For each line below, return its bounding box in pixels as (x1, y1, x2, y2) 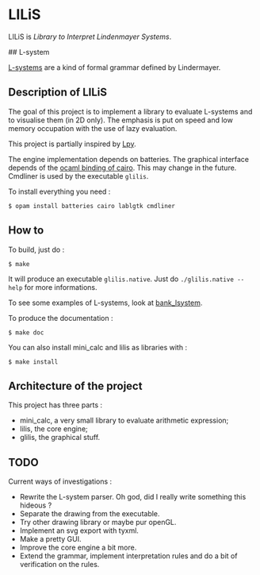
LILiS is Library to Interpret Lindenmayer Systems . (8, 32, 172, 41)
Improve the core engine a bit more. (19, 542, 137, 553)
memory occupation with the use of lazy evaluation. (8, 123, 178, 133)
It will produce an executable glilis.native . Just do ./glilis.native (8, 274, 234, 284)
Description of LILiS (8, 86, 107, 99)
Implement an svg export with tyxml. (19, 526, 139, 535)
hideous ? (19, 500, 52, 510)
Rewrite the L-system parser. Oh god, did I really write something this (19, 492, 247, 502)
